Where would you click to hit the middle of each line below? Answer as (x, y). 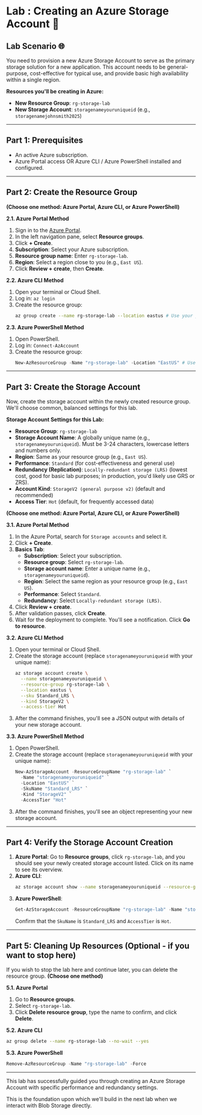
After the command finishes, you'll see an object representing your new (103, 812)
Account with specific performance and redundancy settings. (82, 1087)
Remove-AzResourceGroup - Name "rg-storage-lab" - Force (76, 1064)
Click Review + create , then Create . (60, 269)
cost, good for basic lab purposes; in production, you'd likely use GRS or (105, 476)
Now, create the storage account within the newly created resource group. (98, 402)
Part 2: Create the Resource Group (72, 192)
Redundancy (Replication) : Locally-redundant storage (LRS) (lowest (101, 470)
